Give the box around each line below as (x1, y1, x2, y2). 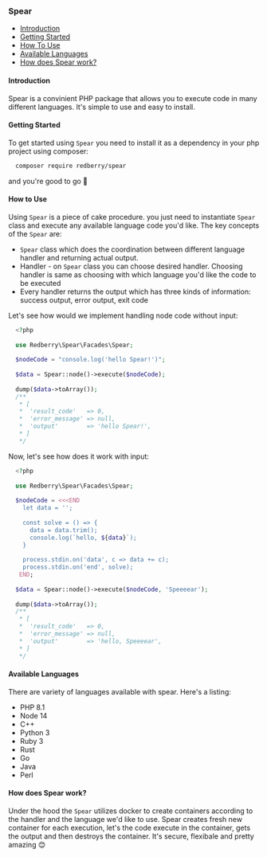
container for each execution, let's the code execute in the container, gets (8, 823, 251, 832)
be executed (19, 278, 61, 288)
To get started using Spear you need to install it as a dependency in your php (8, 138, 260, 147)
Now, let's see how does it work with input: (8, 452, 150, 461)
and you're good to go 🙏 (8, 176, 88, 186)
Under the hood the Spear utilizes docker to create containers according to (8, 806, 253, 816)
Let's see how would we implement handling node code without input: (8, 311, 238, 320)
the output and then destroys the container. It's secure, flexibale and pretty (8, 831, 255, 841)
